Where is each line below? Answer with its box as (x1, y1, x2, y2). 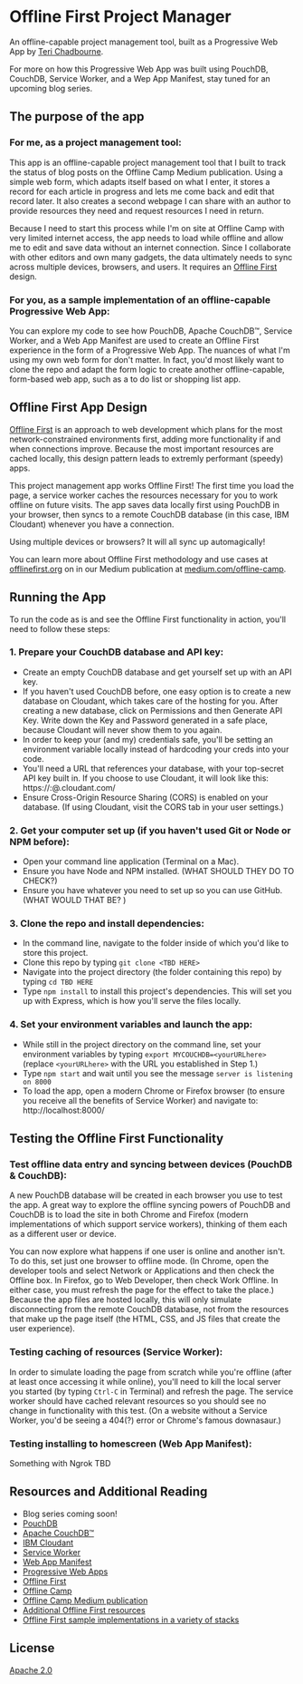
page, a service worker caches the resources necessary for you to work (9, 490, 279, 501)
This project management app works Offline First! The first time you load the (9, 480, 294, 491)
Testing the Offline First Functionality (9, 1131, 224, 1146)
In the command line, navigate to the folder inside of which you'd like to (22, 938, 289, 949)
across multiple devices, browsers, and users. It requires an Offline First (9, 261, 278, 272)
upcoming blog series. (9, 83, 93, 93)
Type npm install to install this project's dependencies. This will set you (22, 986, 292, 997)
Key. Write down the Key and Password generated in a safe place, (22, 715, 269, 725)
